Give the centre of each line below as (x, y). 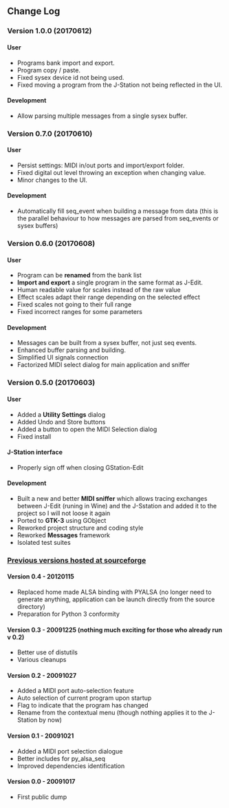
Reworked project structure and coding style (80, 528)
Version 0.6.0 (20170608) (51, 243)
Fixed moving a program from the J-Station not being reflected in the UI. (119, 85)
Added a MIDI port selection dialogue (70, 751)
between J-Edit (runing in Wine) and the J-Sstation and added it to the (117, 506)
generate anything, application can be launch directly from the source (116, 599)
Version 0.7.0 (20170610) (50, 134)
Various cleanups (42, 660)
